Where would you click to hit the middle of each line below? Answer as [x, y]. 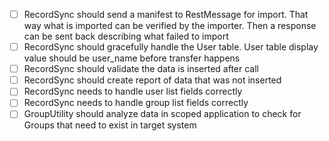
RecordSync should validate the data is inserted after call [141, 69]
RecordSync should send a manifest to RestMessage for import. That [166, 14]
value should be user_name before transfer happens [132, 58]
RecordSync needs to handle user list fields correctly [133, 91]
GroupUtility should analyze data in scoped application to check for [162, 114]
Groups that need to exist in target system [110, 125]
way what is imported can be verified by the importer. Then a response [170, 26]
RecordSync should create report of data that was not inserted [152, 80]
